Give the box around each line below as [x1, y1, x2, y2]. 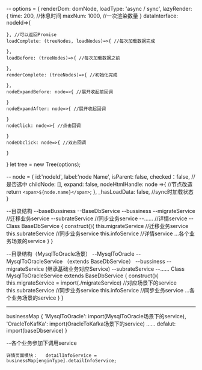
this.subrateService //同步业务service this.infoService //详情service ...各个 [6, 230, 190, 237]
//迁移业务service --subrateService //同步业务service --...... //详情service [6, 215, 188, 222]
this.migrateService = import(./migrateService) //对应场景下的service [6, 279, 177, 286]
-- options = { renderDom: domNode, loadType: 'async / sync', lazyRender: [6, 5, 192, 12]
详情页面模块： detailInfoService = [6, 353, 97, 359]
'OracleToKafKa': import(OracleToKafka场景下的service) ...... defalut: [6, 320, 176, 327]
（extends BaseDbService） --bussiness [64, 258, 165, 265]
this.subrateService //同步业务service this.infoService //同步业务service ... [6, 287, 190, 294]
